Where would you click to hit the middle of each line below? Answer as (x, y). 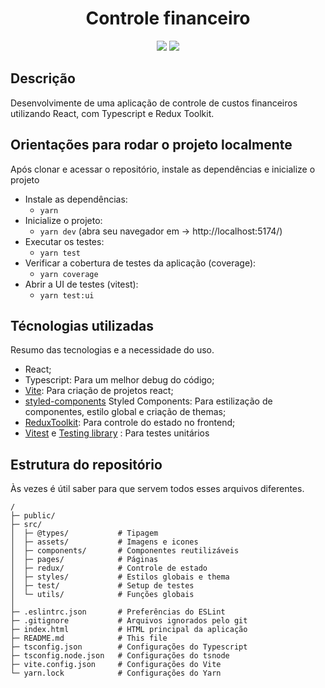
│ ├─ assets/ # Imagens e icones (104, 542)
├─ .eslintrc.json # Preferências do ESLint (118, 612)
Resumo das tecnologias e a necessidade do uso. (112, 350)
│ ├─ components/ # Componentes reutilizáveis (125, 551)
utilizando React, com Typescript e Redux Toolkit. (112, 113)
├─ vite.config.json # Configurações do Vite (116, 665)
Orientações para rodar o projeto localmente (151, 145)
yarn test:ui (67, 295)
